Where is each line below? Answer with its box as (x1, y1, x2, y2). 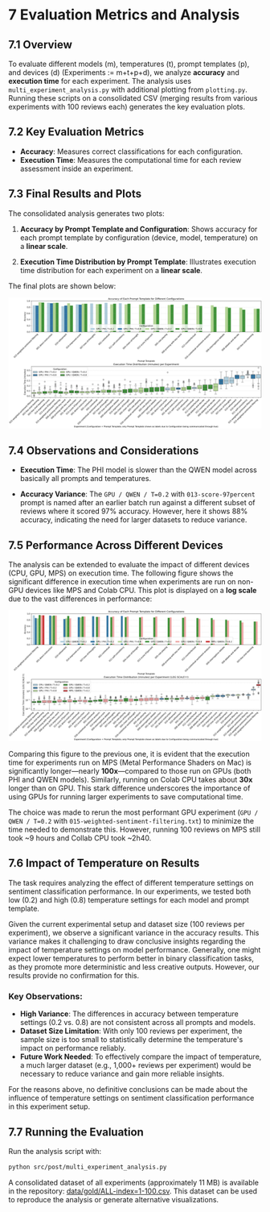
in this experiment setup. (8, 1102, 91, 1111)
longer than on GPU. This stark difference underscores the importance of (8, 783, 251, 793)
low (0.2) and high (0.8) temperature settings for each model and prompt (8, 894, 249, 904)
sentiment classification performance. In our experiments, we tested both (8, 886, 252, 896)
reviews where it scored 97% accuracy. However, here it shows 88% (19, 506, 248, 517)
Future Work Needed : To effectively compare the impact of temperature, (19, 1052, 262, 1061)
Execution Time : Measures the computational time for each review (19, 155, 242, 164)
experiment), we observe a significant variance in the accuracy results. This (8, 928, 260, 937)
